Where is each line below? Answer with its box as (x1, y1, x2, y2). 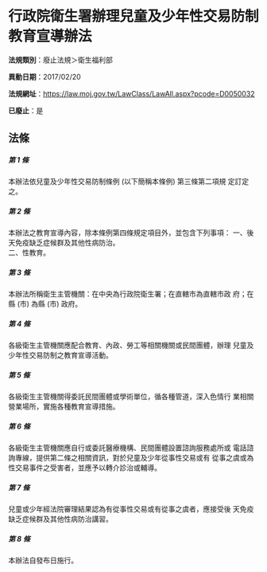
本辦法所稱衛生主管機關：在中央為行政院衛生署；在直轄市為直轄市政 (8, 289, 231, 299)
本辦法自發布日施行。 (8, 555, 78, 566)
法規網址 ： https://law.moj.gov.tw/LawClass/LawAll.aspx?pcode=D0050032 (8, 88, 256, 98)
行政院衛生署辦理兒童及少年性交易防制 (8, 7, 260, 25)
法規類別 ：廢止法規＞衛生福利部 (8, 55, 113, 65)
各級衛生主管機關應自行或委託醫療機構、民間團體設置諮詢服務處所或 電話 (8, 443, 247, 453)
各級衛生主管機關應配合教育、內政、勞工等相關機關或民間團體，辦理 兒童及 (8, 340, 254, 351)
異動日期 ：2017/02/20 (8, 72, 81, 81)
